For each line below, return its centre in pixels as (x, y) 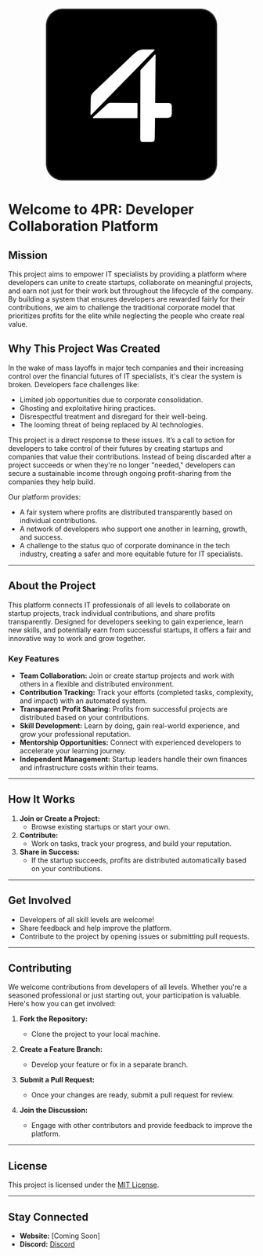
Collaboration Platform (83, 227)
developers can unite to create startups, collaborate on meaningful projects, (131, 282)
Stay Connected (48, 1217)
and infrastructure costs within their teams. (89, 767)
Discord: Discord (47, 1244)
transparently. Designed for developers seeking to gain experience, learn (126, 621)
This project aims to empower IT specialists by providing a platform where (128, 274)
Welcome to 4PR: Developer (101, 210)
